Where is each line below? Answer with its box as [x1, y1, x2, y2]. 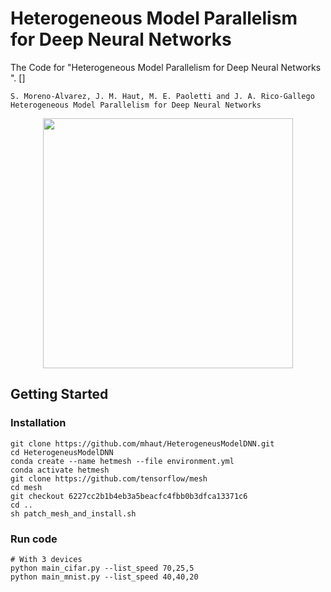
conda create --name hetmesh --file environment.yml [10, 456, 235, 466]
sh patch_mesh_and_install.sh [10, 508, 137, 519]
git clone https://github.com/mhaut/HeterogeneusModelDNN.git [10, 438, 275, 449]
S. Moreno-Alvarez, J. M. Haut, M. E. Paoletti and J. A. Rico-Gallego [10, 91, 315, 101]
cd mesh [10, 482, 43, 492]
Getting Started [10, 386, 109, 403]
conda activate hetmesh [10, 465, 110, 475]
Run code [10, 532, 58, 546]
